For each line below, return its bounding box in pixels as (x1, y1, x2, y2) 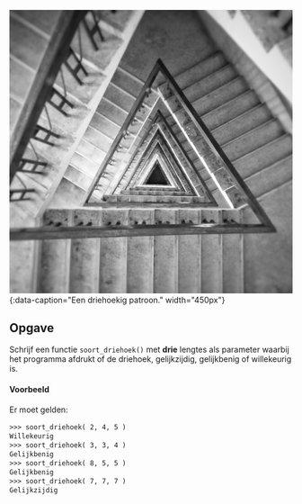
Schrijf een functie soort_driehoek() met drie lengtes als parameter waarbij (9, 344, 289, 355)
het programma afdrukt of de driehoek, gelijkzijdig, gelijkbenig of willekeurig (9, 354, 292, 364)
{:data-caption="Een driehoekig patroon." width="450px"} (9, 294, 226, 305)
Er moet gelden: (9, 404, 69, 415)
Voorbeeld (9, 383, 49, 394)
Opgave (9, 320, 55, 336)
